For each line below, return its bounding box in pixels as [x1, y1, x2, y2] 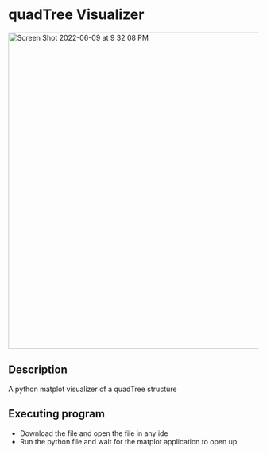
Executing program [8, 407, 106, 421]
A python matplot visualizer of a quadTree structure [8, 384, 177, 394]
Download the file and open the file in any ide [19, 428, 168, 438]
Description [8, 363, 68, 377]
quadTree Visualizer [8, 6, 145, 24]
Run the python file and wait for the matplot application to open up [19, 437, 238, 446]
